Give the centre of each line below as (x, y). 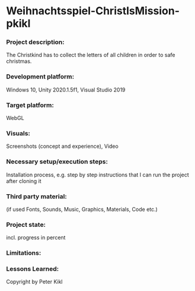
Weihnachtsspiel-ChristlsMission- (93, 11)
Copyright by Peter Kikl (35, 282)
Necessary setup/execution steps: (57, 162)
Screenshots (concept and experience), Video (62, 146)
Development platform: (40, 77)
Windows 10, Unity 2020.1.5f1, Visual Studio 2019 (66, 90)
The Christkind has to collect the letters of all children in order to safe (91, 55)
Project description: (35, 42)
